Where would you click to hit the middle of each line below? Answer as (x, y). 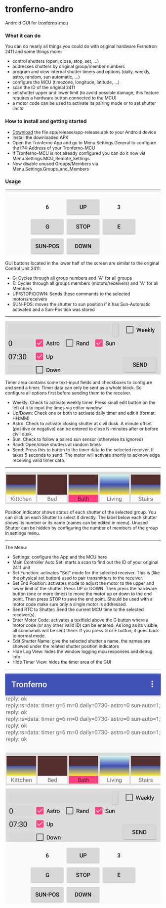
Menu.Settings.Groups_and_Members (51, 169)
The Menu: (16, 547)
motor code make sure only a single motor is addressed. (69, 604)
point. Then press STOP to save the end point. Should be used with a (83, 599)
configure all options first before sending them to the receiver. (68, 393)
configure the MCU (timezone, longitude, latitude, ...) (66, 82)
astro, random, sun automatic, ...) (46, 77)
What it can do (23, 36)
